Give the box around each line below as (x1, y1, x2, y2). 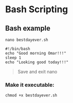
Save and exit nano (17, 69, 57, 74)
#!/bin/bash (5, 46, 30, 51)
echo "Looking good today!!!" (5, 60, 69, 65)
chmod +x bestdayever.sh (5, 93, 57, 98)
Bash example (5, 24, 50, 33)
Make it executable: (5, 81, 54, 88)
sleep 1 (5, 55, 22, 60)
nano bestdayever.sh (5, 37, 49, 42)
